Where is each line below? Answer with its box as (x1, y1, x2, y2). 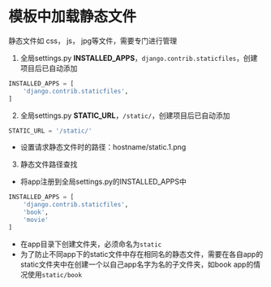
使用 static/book (27, 269, 83, 279)
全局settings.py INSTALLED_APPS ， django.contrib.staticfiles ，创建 (19, 53, 258, 63)
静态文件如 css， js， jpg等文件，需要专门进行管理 (8, 36, 177, 46)
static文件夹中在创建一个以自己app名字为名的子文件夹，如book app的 (19, 259, 254, 269)
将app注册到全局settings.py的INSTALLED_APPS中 (19, 176, 187, 187)
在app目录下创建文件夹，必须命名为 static (19, 239, 162, 249)
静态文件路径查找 (19, 159, 78, 169)
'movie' (23, 216, 49, 224)
